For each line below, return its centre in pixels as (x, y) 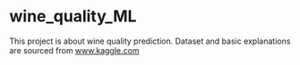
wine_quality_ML (73, 16)
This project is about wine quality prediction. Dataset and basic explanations (150, 41)
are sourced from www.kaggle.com (74, 50)
